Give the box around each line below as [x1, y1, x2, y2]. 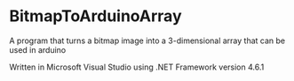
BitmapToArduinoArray [9, 6, 182, 26]
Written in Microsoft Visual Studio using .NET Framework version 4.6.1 [9, 62, 265, 72]
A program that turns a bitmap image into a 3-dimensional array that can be [9, 35, 286, 46]
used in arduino [9, 44, 67, 55]
